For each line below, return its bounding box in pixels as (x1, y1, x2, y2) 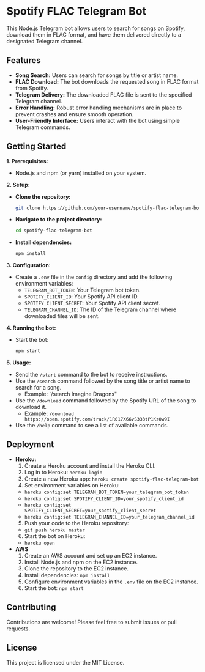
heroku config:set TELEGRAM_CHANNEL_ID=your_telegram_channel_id (24, 514, 195, 520)
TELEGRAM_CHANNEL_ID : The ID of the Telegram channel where (24, 306, 177, 313)
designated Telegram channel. (6, 37, 83, 45)
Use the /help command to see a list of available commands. (15, 422, 169, 429)
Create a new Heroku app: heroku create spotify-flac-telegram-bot (24, 475, 199, 482)
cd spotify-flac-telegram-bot (15, 227, 93, 234)
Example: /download (24, 410, 75, 417)
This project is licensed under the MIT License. (6, 659, 125, 666)
